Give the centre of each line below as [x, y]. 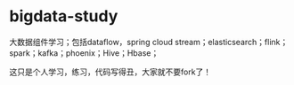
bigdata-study [64, 16]
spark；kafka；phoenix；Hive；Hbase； [84, 53]
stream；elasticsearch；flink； [232, 42]
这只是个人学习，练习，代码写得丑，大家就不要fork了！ [110, 72]
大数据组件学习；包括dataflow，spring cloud [91, 42]
